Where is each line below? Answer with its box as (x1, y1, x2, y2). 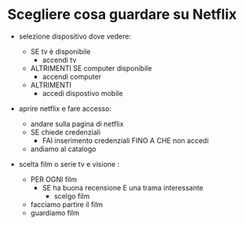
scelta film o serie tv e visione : (18, 159, 119, 168)
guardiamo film (30, 208, 80, 217)
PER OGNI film (30, 175, 78, 184)
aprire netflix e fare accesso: (18, 104, 112, 113)
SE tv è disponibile (30, 46, 91, 56)
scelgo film (53, 191, 90, 201)
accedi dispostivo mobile (42, 88, 123, 98)
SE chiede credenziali (30, 127, 101, 137)
